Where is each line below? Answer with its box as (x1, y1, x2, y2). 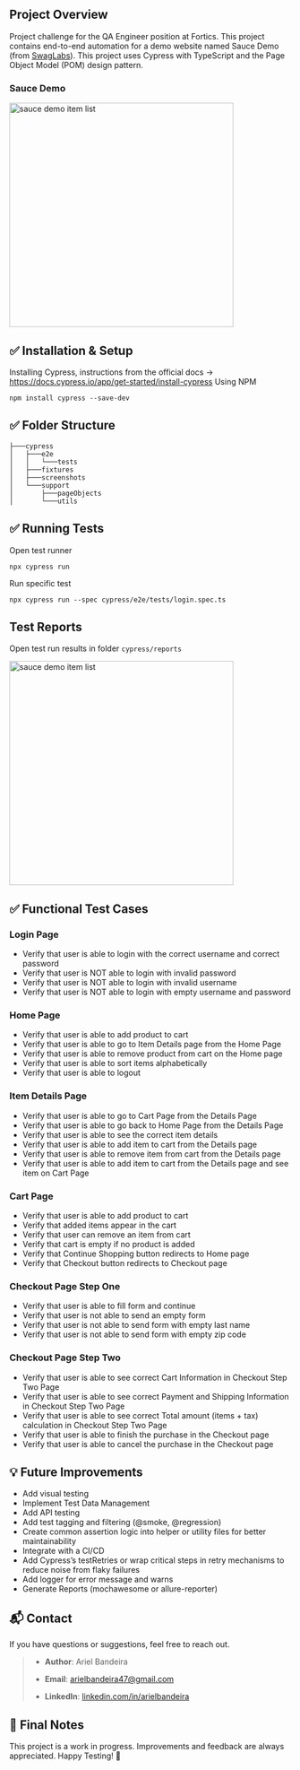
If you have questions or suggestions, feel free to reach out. (9, 1639, 230, 1650)
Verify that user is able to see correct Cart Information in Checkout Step (21, 1372, 288, 1383)
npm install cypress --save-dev (9, 394, 130, 403)
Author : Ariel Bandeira (44, 1656, 128, 1667)
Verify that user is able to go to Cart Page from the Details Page (21, 1110, 257, 1121)
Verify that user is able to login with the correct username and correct (21, 949, 280, 959)
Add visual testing (21, 1488, 90, 1499)
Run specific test (9, 577, 72, 588)
